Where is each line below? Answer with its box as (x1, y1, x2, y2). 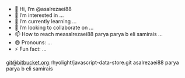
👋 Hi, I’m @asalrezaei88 (14, 6, 72, 12)
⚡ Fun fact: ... (14, 45, 47, 52)
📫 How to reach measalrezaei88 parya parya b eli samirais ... (14, 31, 163, 37)
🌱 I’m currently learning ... (14, 18, 77, 24)
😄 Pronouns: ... (14, 39, 53, 46)
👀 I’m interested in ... (14, 12, 64, 19)
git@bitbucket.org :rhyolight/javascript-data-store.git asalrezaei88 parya (6, 59, 179, 66)
